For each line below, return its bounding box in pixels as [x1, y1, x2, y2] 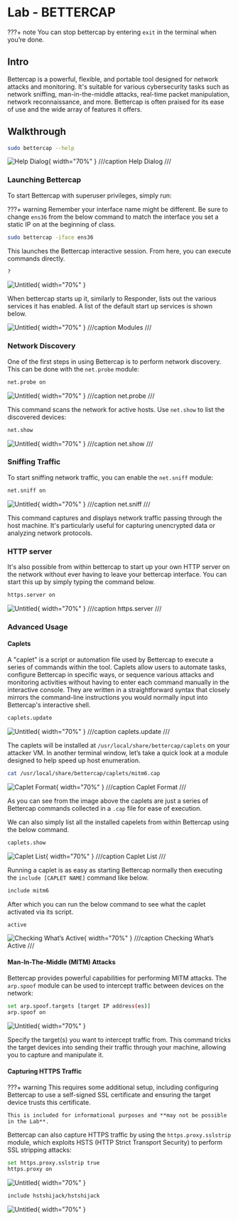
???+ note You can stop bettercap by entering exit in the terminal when [7, 28, 217, 36]
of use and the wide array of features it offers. [7, 104, 142, 114]
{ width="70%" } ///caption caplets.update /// [37, 727, 171, 735]
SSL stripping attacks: [7, 1145, 72, 1154]
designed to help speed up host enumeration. [7, 756, 141, 765]
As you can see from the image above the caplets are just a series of [7, 797, 208, 805]
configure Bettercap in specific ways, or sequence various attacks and [7, 671, 215, 679]
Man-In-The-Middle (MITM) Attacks [7, 957, 116, 966]
